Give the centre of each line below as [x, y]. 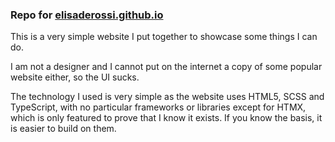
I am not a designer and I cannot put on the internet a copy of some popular [166, 67]
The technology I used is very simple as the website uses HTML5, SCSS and [167, 97]
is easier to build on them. [63, 129]
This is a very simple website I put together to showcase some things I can [164, 37]
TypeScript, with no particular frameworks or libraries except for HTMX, [158, 107]
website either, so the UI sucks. [75, 77]
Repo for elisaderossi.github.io [87, 15]
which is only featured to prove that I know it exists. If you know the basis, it [166, 118]
